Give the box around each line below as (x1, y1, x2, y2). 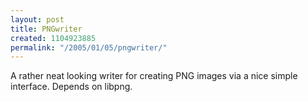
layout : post (10, 14, 65, 25)
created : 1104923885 (10, 33, 97, 43)
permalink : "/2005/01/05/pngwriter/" (10, 42, 168, 53)
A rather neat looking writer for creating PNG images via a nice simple (10, 70, 298, 82)
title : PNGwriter (10, 24, 83, 34)
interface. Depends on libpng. (10, 81, 133, 93)
